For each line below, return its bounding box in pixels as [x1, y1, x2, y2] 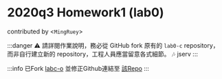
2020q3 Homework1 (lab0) [7, 5, 164, 20]
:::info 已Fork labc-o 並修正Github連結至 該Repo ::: [7, 64, 150, 72]
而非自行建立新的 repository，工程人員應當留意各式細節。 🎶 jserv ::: [7, 50, 198, 58]
